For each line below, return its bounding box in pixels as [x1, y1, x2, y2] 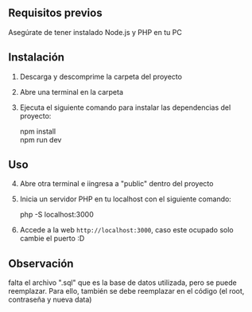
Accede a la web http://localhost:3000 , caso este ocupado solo [19, 225, 234, 235]
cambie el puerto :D [19, 234, 85, 244]
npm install [19, 127, 56, 136]
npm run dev [19, 135, 62, 144]
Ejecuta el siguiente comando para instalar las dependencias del [19, 103, 231, 112]
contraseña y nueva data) [8, 294, 92, 305]
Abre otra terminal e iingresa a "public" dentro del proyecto [19, 179, 214, 189]
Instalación [8, 51, 65, 64]
